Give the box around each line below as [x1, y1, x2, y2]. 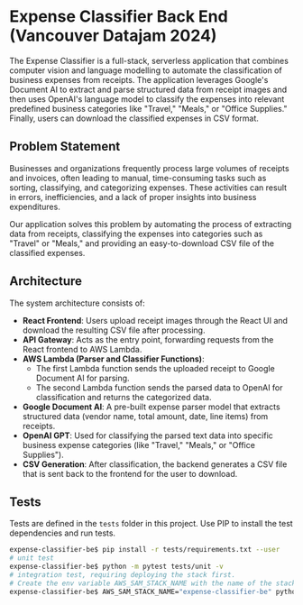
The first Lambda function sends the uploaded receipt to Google [35, 362, 275, 373]
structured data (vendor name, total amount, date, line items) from [22, 410, 269, 421]
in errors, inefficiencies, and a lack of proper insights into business [9, 191, 257, 202]
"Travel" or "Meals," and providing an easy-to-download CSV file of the [9, 237, 275, 249]
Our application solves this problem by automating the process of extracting [9, 218, 292, 229]
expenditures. [9, 201, 60, 212]
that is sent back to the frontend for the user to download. [22, 468, 238, 479]
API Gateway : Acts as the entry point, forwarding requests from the [22, 334, 274, 344]
